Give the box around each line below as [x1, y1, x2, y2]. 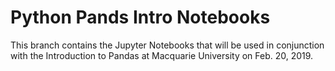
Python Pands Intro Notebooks [10, 6, 271, 29]
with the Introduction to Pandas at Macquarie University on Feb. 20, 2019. [10, 49, 314, 61]
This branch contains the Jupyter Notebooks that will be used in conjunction [10, 39, 325, 51]
